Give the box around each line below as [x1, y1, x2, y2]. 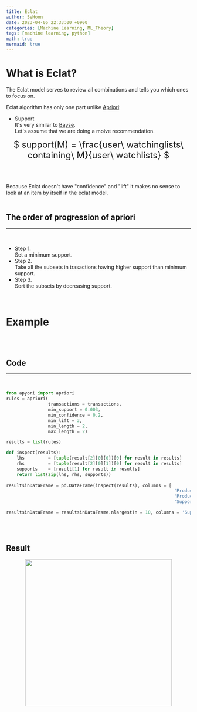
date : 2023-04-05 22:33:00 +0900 [6, 19, 88, 25]
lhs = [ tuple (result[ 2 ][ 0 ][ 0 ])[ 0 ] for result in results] [16, 455, 182, 461]
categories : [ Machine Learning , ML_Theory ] [6, 25, 114, 31]
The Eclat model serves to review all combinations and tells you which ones [6, 86, 189, 93]
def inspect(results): [6, 450, 62, 455]
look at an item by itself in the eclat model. [6, 189, 108, 196]
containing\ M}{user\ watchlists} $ [27, 149, 170, 161]
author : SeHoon [6, 14, 43, 20]
